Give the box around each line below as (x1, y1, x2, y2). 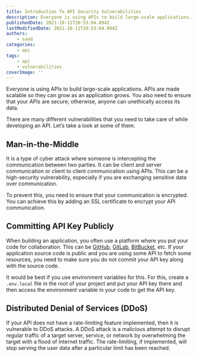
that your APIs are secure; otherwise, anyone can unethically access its (6, 98, 180, 105)
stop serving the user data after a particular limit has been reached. (6, 344, 170, 351)
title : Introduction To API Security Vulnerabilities (6, 8, 142, 15)
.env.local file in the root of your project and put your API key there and (6, 279, 182, 287)
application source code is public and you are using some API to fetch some (6, 249, 192, 256)
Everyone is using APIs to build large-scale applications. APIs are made (6, 85, 180, 92)
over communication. (6, 180, 58, 187)
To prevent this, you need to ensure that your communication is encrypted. (6, 192, 188, 199)
